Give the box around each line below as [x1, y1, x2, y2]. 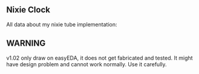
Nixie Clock [6, 5, 50, 15]
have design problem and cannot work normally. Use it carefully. [6, 60, 168, 68]
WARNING [6, 39, 46, 49]
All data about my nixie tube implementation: [6, 20, 117, 28]
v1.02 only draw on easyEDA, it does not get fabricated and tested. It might [6, 54, 193, 61]
